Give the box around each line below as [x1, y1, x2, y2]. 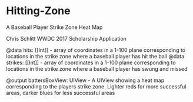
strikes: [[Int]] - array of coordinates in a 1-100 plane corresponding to [6, 59, 176, 66]
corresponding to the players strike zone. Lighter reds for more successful [6, 83, 187, 90]
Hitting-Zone [6, 4, 71, 18]
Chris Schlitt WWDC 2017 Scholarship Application [6, 35, 127, 42]
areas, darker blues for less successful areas [6, 89, 115, 96]
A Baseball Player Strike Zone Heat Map [6, 24, 103, 31]
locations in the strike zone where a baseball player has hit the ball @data [6, 52, 185, 60]
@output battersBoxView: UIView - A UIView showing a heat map [6, 77, 165, 84]
